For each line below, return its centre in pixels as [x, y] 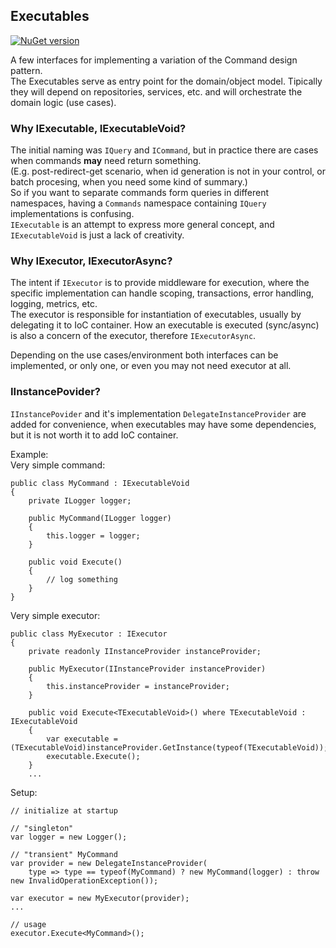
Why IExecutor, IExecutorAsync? [91, 261]
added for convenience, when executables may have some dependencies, [163, 424]
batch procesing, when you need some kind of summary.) [129, 182]
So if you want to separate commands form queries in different [139, 193]
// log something [82, 579]
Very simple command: [58, 465]
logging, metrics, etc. [54, 304]
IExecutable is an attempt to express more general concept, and [142, 225]
